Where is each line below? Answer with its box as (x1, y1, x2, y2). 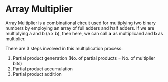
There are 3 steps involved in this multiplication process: (5, 45, 123, 51)
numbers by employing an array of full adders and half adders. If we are (5, 25, 155, 31)
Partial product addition (12, 71, 62, 77)
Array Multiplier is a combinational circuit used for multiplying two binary (5, 20, 156, 26)
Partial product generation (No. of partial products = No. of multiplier (12, 55, 155, 61)
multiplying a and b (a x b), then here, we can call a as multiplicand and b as (5, 30, 163, 36)
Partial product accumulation (12, 66, 73, 72)
